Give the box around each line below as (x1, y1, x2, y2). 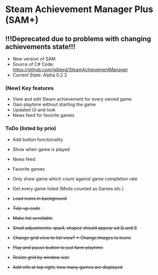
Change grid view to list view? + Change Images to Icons (12, 234, 131, 241)
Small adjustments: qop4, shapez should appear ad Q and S (12, 224, 137, 231)
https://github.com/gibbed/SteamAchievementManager (12, 67, 128, 72)
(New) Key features (5, 85, 54, 92)
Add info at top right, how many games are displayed (12, 264, 123, 270)
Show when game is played (12, 146, 70, 152)
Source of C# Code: (12, 61, 55, 67)
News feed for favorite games (12, 112, 75, 119)
